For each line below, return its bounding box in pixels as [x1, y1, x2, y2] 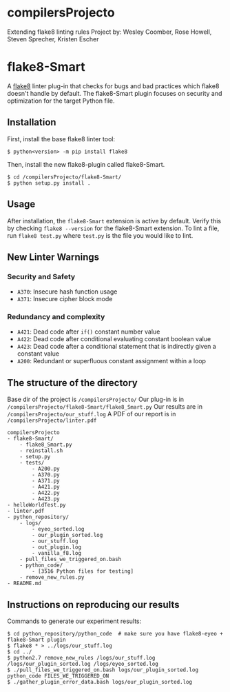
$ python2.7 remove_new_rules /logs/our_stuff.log [7, 655, 156, 662]
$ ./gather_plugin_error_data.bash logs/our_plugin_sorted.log [7, 679, 193, 686]
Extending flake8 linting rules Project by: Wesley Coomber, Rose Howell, [7, 28, 212, 36]
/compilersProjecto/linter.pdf [7, 417, 97, 425]
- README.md [7, 580, 41, 587]
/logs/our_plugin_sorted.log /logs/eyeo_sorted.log [7, 660, 158, 668]
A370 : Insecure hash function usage [17, 287, 118, 296]
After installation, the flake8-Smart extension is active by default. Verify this [7, 216, 222, 225]
